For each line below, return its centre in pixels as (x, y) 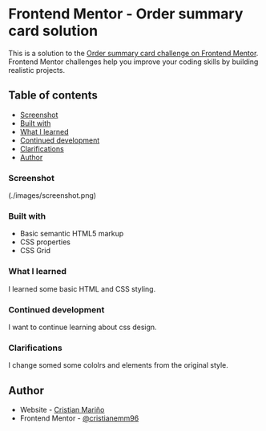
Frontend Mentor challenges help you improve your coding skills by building (133, 62)
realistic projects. (37, 70)
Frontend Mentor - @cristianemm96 (79, 418)
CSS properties (45, 242)
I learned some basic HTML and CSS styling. (82, 288)
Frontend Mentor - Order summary (126, 14)
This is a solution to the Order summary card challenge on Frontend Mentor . (133, 53)
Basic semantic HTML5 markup (72, 234)
